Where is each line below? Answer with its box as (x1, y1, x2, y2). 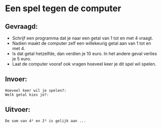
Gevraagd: (5, 22, 38, 31)
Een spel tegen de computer (5, 3, 121, 14)
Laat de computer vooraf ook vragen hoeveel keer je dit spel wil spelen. (12, 61, 157, 67)
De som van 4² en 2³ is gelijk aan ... (5, 118, 86, 123)
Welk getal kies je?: (5, 92, 49, 97)
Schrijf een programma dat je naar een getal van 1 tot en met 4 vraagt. (12, 35, 153, 41)
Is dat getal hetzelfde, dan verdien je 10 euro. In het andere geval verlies (12, 51, 157, 56)
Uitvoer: (5, 106, 31, 114)
